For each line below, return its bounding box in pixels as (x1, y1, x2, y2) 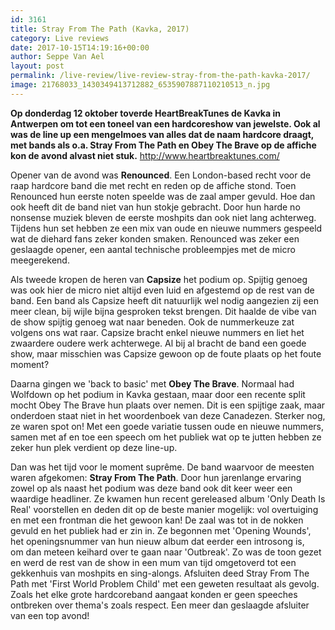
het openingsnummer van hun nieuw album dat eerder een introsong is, (10, 535, 305, 547)
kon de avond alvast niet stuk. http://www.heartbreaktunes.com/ (10, 149, 280, 161)
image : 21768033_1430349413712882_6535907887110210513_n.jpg (10, 80, 271, 90)
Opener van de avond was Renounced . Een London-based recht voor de (10, 169, 312, 181)
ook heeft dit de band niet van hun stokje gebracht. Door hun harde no (10, 201, 301, 213)
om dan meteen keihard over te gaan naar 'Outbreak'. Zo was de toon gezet (10, 546, 322, 558)
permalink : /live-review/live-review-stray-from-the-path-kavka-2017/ (10, 71, 311, 81)
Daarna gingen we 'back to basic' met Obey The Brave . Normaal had (10, 377, 295, 390)
